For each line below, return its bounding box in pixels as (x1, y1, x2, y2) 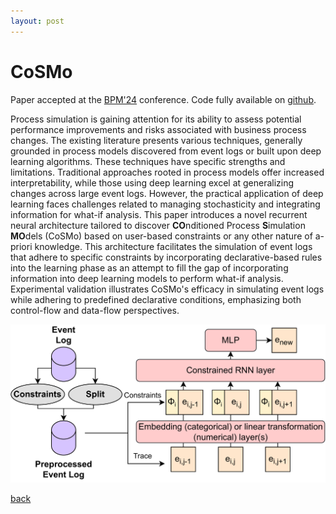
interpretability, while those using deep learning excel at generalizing (10, 176, 295, 189)
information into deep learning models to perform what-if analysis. (10, 272, 284, 284)
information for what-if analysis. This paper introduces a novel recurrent (10, 208, 308, 220)
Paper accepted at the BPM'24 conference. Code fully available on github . (10, 93, 317, 105)
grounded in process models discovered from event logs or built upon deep (10, 145, 322, 157)
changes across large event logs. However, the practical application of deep (10, 187, 324, 199)
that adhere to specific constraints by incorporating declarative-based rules (10, 251, 323, 263)
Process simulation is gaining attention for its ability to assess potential (10, 113, 302, 125)
